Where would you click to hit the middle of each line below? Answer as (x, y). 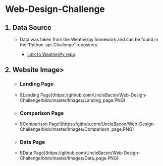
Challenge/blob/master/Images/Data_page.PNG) (69, 158)
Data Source (32, 28)
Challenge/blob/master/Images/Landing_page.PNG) (73, 100)
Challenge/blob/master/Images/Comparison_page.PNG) (77, 129)
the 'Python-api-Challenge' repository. (59, 45)
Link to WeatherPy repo (51, 54)
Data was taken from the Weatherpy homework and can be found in (89, 39)
